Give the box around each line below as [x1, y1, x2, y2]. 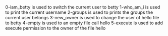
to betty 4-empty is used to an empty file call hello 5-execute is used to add [5, 20, 163, 26]
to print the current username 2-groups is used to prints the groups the [5, 9, 153, 15]
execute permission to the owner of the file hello [5, 25, 106, 31]
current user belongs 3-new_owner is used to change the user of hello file [5, 15, 159, 20]
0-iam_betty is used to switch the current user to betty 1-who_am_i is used [5, 4, 160, 10]
